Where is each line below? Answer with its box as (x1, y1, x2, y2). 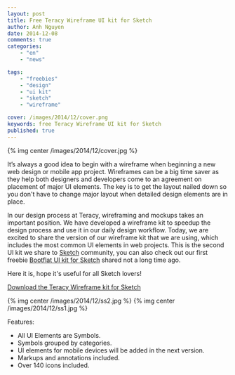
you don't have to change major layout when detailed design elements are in (7, 190, 228, 198)
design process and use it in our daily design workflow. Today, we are (7, 225, 209, 234)
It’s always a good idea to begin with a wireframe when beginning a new (7, 159, 216, 169)
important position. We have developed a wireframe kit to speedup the (7, 218, 211, 227)
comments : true (7, 37, 52, 44)
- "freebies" (20, 75, 58, 82)
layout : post (7, 10, 46, 18)
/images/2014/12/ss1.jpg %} (7, 303, 88, 312)
